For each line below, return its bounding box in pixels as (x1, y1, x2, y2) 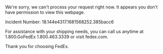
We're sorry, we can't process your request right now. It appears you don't (5, 4, 158, 10)
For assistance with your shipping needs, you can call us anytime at (5, 29, 144, 34)
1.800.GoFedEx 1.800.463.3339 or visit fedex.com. (5, 34, 108, 40)
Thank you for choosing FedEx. (5, 44, 69, 49)
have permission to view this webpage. (5, 9, 85, 15)
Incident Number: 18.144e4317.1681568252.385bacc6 (5, 19, 114, 25)
